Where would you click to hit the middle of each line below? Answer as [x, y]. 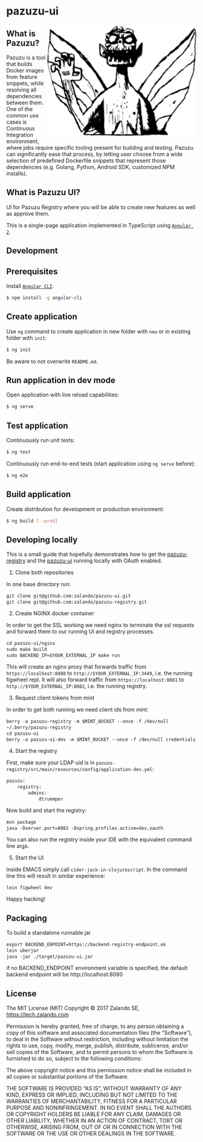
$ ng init [19, 350]
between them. [25, 102]
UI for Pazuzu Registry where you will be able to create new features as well [101, 207]
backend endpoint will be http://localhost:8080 [65, 975]
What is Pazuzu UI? [43, 192]
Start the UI [29, 858]
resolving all [21, 90]
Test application [37, 426]
